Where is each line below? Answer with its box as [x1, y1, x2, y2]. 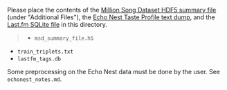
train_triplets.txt [17, 48, 74, 55]
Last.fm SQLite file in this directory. [7, 21, 107, 28]
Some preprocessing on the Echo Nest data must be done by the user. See [7, 68, 220, 76]
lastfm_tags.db [17, 56, 62, 63]
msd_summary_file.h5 [34, 35, 94, 42]
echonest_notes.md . [7, 75, 62, 83]
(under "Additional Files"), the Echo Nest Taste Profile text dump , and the [7, 13, 216, 21]
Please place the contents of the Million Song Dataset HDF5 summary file [7, 6, 217, 14]
